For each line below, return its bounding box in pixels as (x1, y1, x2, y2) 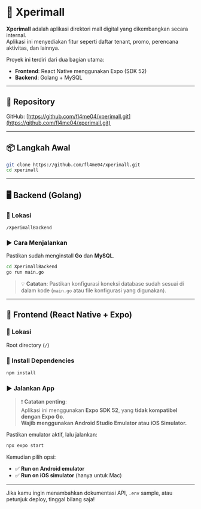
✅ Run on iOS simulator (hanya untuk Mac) (14, 472, 122, 479)
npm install (6, 370, 36, 376)
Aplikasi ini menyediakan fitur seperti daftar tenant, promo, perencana (6, 38, 178, 45)
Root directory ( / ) (6, 341, 50, 349)
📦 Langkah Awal (6, 143, 71, 153)
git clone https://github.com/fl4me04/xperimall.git (6, 162, 141, 168)
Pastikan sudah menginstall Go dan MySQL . (6, 252, 115, 259)
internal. (6, 31, 27, 38)
